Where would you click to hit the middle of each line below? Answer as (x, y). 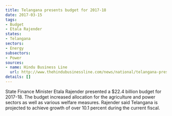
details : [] (18, 77)
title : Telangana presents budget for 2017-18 (56, 10)
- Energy (15, 48)
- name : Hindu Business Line (36, 67)
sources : (15, 63)
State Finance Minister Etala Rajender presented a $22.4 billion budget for (83, 91)
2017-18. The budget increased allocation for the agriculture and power (80, 97)
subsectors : (18, 53)
